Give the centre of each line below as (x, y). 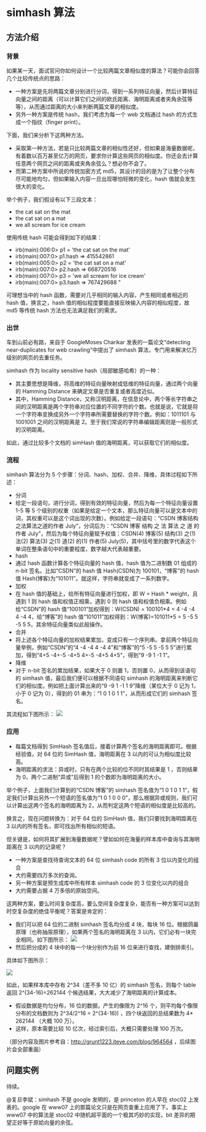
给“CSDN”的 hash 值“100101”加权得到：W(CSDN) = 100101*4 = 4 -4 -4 (105, 609)
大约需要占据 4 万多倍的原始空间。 (59, 890)
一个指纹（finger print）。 (52, 122)
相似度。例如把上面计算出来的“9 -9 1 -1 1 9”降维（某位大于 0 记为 (108, 686)
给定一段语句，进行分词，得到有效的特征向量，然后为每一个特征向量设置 (106, 503)
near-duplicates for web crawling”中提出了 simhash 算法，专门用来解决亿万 (102, 350)
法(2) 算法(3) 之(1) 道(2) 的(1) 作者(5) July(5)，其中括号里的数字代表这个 (105, 541)
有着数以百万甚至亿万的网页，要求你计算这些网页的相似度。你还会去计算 (106, 156)
